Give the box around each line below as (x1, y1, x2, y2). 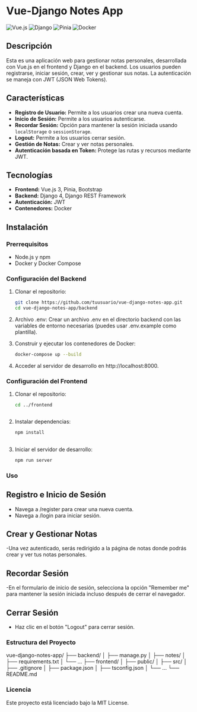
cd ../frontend (14, 402, 53, 408)
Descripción (6, 41, 52, 51)
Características (6, 93, 65, 103)
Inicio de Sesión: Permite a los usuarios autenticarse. (14, 115, 146, 122)
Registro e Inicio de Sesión (6, 490, 106, 500)
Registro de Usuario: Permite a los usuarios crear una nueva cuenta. (14, 109, 183, 116)
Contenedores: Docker (14, 205, 72, 212)
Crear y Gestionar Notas (6, 529, 98, 539)
